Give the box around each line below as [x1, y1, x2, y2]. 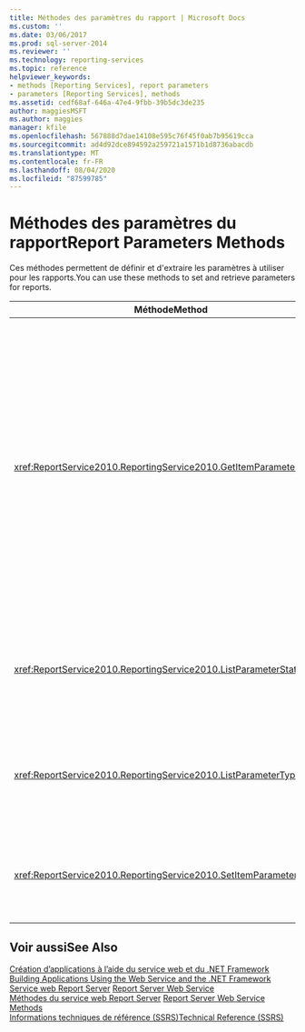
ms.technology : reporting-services [9, 55, 144, 65]
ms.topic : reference [9, 65, 88, 74]
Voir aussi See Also [9, 939, 118, 955]
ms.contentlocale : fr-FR [9, 156, 103, 166]
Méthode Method [133, 304, 209, 316]
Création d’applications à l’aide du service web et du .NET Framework [9, 964, 270, 974]
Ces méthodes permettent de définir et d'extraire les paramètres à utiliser [9, 263, 284, 274]
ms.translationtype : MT [9, 148, 100, 157]
